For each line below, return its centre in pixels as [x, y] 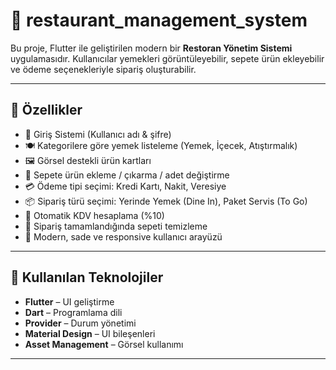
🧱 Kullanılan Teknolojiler [87, 277]
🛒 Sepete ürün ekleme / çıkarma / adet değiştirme [127, 175]
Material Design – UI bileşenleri [90, 333]
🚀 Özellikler [46, 110]
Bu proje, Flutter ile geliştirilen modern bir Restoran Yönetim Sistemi [151, 48]
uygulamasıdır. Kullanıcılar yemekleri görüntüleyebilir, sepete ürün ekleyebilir [167, 58]
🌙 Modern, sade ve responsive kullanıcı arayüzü [123, 236]
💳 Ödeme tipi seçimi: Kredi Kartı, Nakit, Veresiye [125, 186]
